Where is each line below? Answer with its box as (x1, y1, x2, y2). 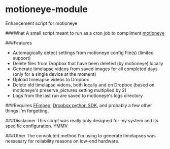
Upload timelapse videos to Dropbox (12, 76, 89, 82)
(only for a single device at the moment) (12, 71, 96, 77)
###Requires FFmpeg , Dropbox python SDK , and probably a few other (5, 102, 152, 108)
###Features (5, 39, 32, 46)
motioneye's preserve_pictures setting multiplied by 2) (12, 87, 127, 93)
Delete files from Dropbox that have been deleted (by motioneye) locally (12, 60, 163, 66)
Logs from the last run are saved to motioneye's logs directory (12, 92, 143, 98)
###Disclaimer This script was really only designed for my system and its (5, 117, 159, 123)
